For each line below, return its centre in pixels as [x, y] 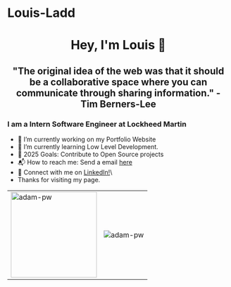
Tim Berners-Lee [118, 104]
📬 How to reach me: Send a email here [75, 162]
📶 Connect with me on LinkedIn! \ [65, 172]
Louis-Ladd [42, 13]
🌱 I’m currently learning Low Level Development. [88, 147]
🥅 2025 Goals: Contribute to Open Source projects [90, 154]
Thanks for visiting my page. [59, 180]
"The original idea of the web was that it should [118, 71]
